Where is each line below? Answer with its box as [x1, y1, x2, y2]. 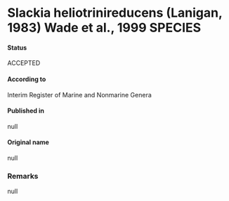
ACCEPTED [7, 59, 41, 67]
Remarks [7, 171, 39, 181]
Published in [7, 106, 44, 115]
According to [7, 75, 46, 83]
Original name [7, 138, 49, 146]
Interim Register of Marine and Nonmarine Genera [7, 90, 152, 99]
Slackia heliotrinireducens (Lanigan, [7, 5, 223, 21]
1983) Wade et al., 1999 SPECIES [7, 20, 202, 36]
